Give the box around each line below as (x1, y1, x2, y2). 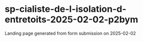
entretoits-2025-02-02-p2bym (5, 14, 138, 25)
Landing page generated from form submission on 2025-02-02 (5, 30, 136, 36)
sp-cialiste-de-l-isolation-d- (5, 3, 127, 15)
